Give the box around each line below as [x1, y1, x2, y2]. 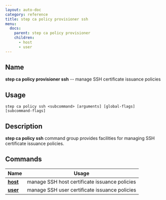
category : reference [5, 12, 48, 17]
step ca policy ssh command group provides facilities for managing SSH [5, 135, 155, 141]
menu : [5, 21, 16, 26]
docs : [9, 26, 21, 31]
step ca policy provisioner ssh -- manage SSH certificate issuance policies [5, 76, 161, 82]
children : [14, 35, 35, 40]
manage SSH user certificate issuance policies [26, 186, 136, 193]
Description [5, 122, 42, 130]
